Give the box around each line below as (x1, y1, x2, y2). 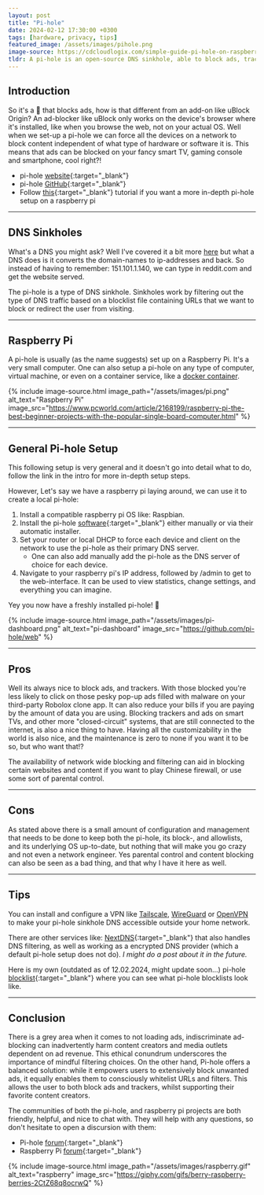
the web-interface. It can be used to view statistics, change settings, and (19, 577, 256, 586)
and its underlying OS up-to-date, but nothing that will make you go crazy (8, 841, 247, 851)
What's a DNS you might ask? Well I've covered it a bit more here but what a (8, 247, 255, 256)
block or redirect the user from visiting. (8, 303, 135, 313)
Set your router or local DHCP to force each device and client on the (19, 535, 241, 545)
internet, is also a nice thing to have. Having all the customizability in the (8, 725, 242, 734)
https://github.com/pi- (183, 624, 255, 634)
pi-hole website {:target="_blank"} (19, 171, 130, 180)
